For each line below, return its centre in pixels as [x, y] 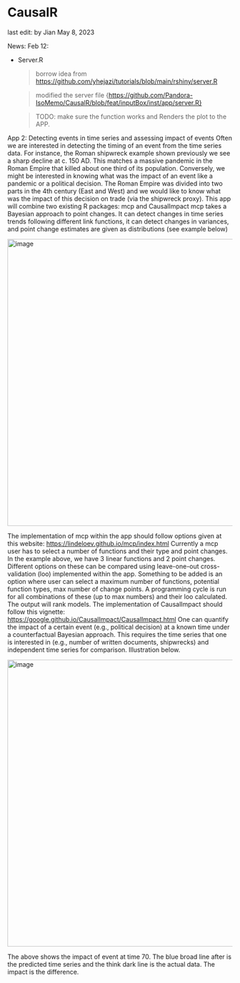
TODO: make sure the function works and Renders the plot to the [131, 116]
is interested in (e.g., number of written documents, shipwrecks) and [108, 642]
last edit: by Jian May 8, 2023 [51, 32]
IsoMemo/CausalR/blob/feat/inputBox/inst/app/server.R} [119, 102]
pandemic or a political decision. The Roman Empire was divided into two [115, 183]
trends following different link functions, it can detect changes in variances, [118, 221]
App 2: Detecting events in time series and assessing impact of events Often [120, 138]
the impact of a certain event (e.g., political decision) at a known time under [119, 627]
